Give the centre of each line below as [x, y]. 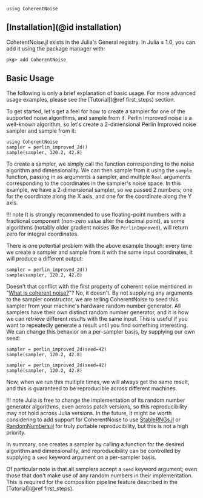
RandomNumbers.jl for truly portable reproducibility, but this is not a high [97, 426]
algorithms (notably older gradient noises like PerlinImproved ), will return [97, 227]
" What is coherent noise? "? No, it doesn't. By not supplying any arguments [99, 293]
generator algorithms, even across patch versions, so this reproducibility [97, 406]
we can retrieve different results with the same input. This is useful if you [97, 318]
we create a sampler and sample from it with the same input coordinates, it [99, 252]
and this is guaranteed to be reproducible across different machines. [92, 388]
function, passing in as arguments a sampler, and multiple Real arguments [98, 177]
